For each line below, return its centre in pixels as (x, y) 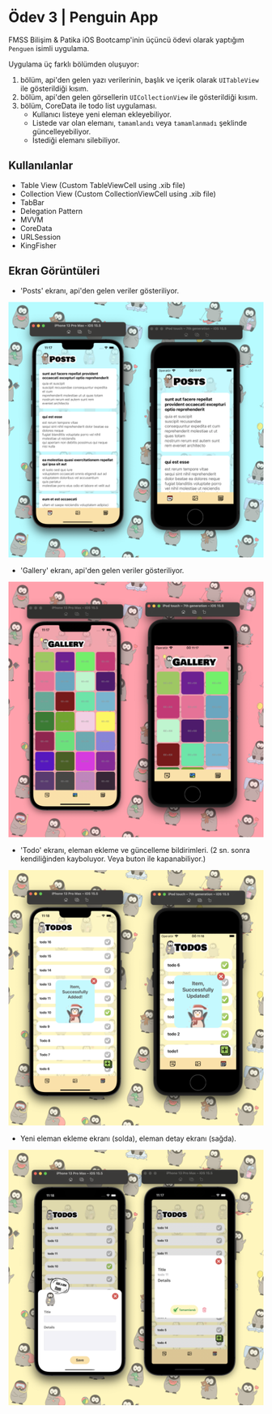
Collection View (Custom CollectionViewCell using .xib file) (118, 194)
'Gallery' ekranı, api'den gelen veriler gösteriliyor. (102, 570)
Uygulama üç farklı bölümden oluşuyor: (74, 64)
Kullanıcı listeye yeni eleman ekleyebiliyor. (102, 114)
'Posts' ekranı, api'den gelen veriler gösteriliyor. (100, 290)
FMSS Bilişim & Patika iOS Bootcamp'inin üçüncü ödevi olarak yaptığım (126, 40)
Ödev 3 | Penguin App (83, 17)
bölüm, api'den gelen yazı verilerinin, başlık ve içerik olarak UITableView (139, 79)
